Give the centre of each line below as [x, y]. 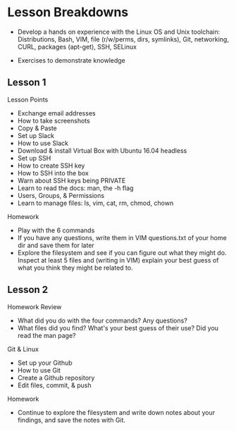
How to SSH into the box [53, 173]
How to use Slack [43, 143]
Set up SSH [34, 158]
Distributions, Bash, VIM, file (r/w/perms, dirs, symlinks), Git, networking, [123, 39]
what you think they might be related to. [75, 268]
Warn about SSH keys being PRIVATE [72, 180]
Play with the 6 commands [56, 230]
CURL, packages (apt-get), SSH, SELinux [77, 46]
